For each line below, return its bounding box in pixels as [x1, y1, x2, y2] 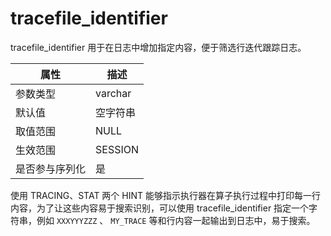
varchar [95, 86, 132, 100]
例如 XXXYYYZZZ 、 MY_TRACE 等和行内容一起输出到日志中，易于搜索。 [36, 214, 316, 226]
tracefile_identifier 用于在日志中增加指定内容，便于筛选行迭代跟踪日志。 [10, 41, 307, 53]
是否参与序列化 [15, 162, 87, 176]
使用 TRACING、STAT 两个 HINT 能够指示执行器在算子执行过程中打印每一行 [10, 189, 321, 201]
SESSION [95, 142, 140, 156]
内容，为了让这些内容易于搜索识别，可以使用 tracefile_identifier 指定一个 [10, 202, 310, 214]
